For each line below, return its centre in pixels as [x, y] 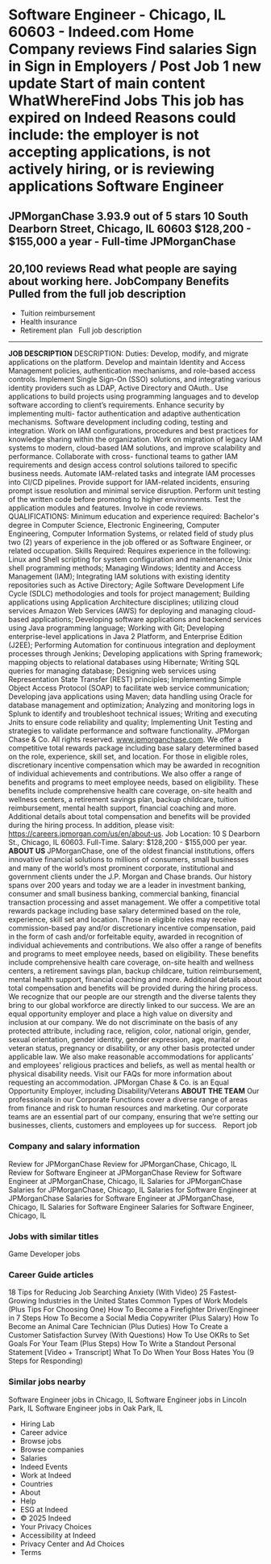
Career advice [44, 1432]
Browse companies [52, 1449]
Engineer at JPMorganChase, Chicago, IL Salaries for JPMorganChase [125, 1181]
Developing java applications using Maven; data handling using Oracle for [131, 696]
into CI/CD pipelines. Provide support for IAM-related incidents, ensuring [129, 483]
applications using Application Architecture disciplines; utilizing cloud [124, 602]
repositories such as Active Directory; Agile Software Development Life [126, 585]
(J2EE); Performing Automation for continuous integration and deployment [132, 645]
